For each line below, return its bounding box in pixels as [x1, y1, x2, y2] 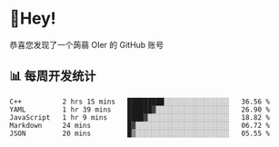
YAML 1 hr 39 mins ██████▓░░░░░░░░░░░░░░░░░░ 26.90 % [9, 104, 271, 114]
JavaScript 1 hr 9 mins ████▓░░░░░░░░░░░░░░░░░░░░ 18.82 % [9, 113, 271, 122]
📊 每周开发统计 [9, 68, 97, 84]
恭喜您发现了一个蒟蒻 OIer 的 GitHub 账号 [9, 39, 164, 50]
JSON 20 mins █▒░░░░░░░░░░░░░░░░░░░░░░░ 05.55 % [9, 129, 271, 138]
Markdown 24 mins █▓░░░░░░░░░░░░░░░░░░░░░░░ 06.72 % [9, 121, 271, 130]
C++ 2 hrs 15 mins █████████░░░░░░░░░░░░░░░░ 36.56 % [9, 97, 271, 106]
